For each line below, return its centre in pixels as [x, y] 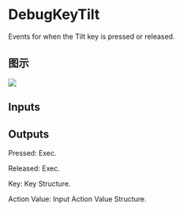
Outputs [29, 134]
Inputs [24, 107]
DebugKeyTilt [54, 15]
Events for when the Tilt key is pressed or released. [91, 36]
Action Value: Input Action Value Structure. [78, 198]
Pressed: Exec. [32, 153]
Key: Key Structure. [39, 183]
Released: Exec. [34, 168]
